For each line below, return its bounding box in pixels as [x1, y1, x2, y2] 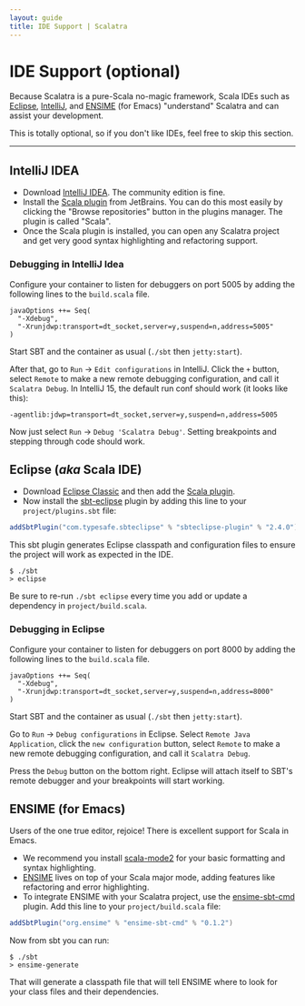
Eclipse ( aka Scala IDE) [9, 461, 143, 478]
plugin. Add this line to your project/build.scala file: [22, 901, 221, 912]
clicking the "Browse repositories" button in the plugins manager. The [22, 206, 283, 217]
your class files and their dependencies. [9, 986, 159, 997]
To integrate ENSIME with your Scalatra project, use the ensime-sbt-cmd [22, 891, 295, 902]
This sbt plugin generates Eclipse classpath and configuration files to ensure [9, 539, 296, 550]
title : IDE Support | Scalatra [9, 22, 128, 31]
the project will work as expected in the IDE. [9, 549, 174, 560]
